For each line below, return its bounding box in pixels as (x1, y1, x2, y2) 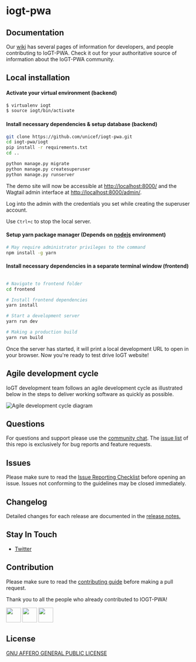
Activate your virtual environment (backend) (6, 89, 117, 96)
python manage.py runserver (6, 172, 75, 177)
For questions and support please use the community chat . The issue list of (6, 434, 189, 442)
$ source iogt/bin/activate (6, 108, 75, 114)
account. (6, 206, 28, 213)
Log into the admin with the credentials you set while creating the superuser (6, 200, 190, 207)
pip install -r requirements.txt (6, 144, 88, 151)
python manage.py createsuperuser (6, 166, 91, 172)
